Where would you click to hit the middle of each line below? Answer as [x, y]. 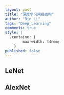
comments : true [21, 28]
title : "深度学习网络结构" [30, 14]
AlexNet [18, 87]
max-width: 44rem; [41, 42]
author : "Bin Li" [23, 19]
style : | [14, 32]
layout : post [18, 10]
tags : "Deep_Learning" [28, 23]
